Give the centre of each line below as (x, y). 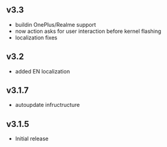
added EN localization (43, 71)
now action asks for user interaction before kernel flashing (88, 31)
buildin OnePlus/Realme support (55, 24)
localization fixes (36, 37)
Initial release (32, 138)
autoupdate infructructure (47, 105)
